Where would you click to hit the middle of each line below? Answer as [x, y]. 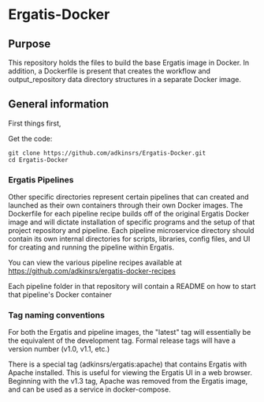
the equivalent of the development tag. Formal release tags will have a [122, 340]
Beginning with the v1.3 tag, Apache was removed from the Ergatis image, [128, 381]
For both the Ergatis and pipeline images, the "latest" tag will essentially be [130, 332]
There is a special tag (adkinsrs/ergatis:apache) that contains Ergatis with [127, 364]
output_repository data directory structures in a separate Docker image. [125, 79]
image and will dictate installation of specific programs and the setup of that [132, 222]
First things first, [35, 123]
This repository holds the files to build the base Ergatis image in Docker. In [129, 62]
